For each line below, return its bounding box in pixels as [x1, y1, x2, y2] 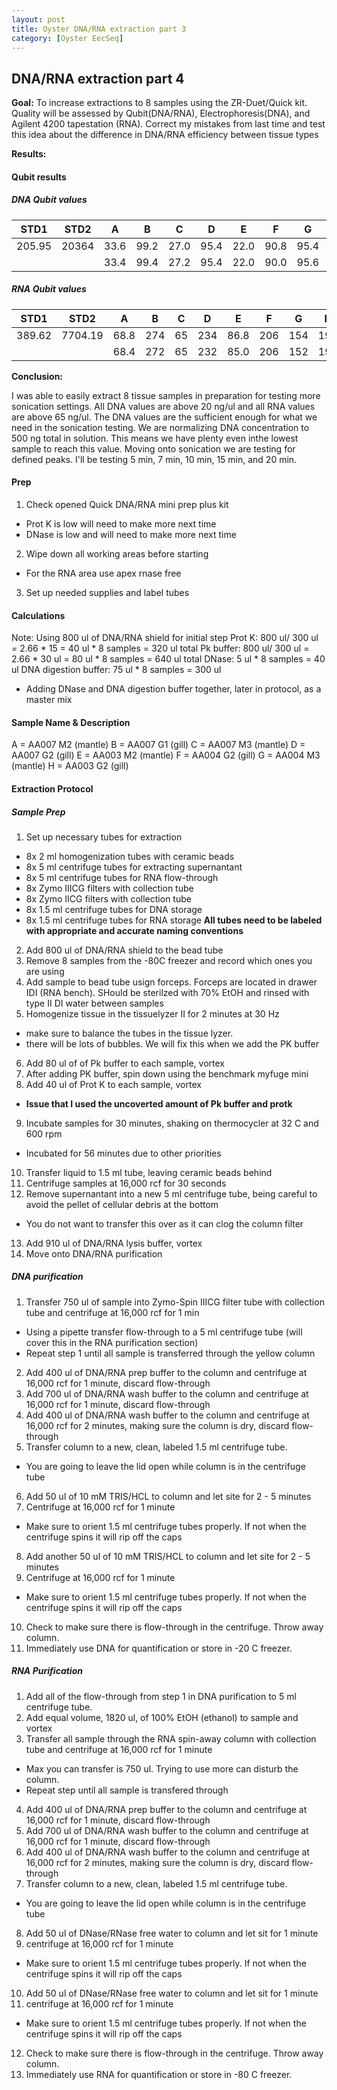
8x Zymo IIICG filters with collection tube [25, 882, 194, 894]
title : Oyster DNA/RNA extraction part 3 [11, 24, 187, 34]
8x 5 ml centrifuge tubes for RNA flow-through [25, 871, 219, 883]
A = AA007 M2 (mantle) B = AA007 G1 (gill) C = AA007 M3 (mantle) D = [11, 739, 306, 751]
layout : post [11, 14, 66, 25]
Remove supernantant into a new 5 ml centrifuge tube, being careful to [25, 1187, 318, 1200]
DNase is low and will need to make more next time [25, 528, 237, 540]
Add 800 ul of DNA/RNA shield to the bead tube [25, 944, 224, 956]
